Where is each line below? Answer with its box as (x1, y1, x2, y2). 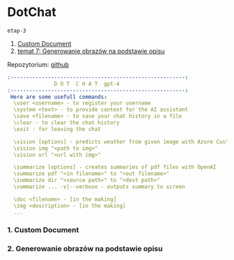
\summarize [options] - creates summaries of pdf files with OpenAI (13, 164, 217, 171)
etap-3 (7, 27, 26, 34)
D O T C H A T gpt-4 (54, 80, 120, 87)
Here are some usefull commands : (10, 93, 108, 100)
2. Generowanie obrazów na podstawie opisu (7, 244, 163, 254)
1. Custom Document (7, 225, 79, 235)
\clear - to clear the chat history (13, 119, 120, 126)
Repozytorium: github (7, 60, 70, 68)
